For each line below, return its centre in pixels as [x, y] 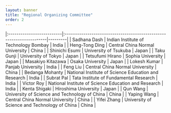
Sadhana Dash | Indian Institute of [108, 40]
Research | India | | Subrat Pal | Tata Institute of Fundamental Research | [81, 78]
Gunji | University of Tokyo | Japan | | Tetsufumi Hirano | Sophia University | [85, 56]
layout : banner [22, 10]
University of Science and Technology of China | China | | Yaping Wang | [82, 94]
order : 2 [15, 20]
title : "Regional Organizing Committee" [49, 15]
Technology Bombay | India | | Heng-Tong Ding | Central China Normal [80, 45]
